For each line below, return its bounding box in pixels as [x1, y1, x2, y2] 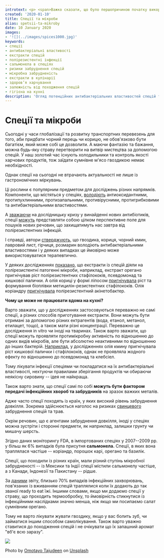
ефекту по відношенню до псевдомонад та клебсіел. [5, 354, 116, 360]
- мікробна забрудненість [5, 71, 58, 76]
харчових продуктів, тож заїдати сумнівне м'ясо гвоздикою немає [5, 157, 145, 163]
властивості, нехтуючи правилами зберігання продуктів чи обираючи [5, 369, 151, 375]
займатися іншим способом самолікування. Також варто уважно [5, 518, 142, 525]
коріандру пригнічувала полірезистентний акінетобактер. [5, 288, 125, 294]
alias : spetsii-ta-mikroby [5, 21, 60, 26]
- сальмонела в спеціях [5, 62, 54, 67]
